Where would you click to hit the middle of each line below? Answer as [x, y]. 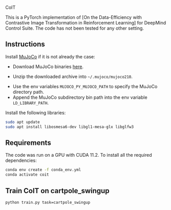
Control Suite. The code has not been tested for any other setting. [75, 28]
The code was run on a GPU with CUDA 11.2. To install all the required [79, 155]
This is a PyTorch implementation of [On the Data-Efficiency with [74, 17]
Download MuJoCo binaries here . [48, 67]
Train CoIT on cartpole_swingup [57, 191]
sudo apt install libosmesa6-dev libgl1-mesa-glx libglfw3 [70, 127]
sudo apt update [23, 122]
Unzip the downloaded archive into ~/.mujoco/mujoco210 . [73, 76]
